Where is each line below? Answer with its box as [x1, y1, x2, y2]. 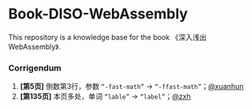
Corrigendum [8, 62, 62, 73]
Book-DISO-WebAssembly [8, 5, 188, 23]
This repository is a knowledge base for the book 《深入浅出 [8, 32, 207, 42]
